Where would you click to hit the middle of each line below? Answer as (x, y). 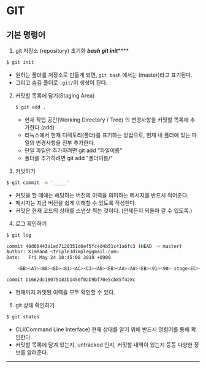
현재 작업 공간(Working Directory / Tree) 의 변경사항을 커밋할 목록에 (106, 120)
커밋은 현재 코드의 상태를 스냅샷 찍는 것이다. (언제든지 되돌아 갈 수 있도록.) (104, 210)
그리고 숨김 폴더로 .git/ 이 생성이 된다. (61, 82)
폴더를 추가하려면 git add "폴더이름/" (69, 158)
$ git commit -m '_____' (38, 182)
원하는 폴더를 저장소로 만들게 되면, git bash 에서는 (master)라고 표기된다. (104, 75)
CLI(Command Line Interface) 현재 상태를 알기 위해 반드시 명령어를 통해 (102, 329)
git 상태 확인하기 (35, 305)
